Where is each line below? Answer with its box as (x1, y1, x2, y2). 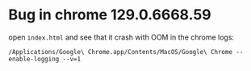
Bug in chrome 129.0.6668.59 (8, 6, 211, 24)
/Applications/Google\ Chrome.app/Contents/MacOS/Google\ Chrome (8, 48, 232, 56)
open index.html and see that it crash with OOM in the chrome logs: (8, 32, 235, 42)
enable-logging (8, 55, 60, 63)
